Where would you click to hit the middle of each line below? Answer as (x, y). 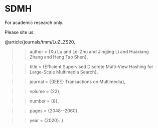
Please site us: (20, 32)
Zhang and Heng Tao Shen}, (59, 57)
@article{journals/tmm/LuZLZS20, (40, 42)
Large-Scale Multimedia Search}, (64, 72)
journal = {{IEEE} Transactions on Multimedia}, (77, 81)
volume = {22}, (45, 91)
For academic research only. (34, 22)
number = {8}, (44, 101)
